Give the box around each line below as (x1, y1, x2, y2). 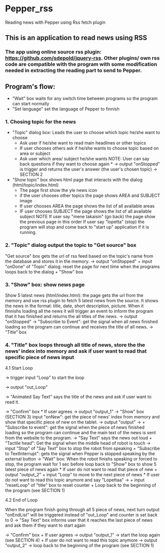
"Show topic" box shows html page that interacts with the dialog (12, 177, 143, 183)
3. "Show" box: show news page (5, 281, 85, 288)
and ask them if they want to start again (5, 522, 86, 528)
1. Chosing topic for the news (5, 118, 76, 125)
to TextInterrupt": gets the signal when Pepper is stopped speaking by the (5, 451, 155, 457)
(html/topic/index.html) (12, 182, 59, 188)
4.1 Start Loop (5, 365, 33, 371)
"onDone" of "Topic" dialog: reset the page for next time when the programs (5, 263, 160, 270)
